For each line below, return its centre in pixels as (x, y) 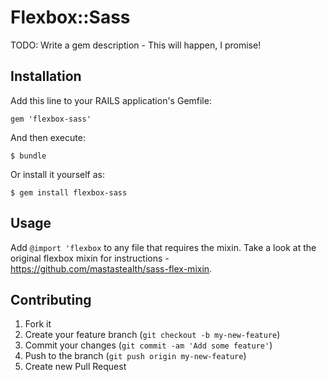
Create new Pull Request (75, 367)
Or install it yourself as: (57, 174)
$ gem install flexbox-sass (69, 192)
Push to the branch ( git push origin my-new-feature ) (135, 356)
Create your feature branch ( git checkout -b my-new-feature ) (152, 335)
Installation (46, 76)
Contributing (51, 299)
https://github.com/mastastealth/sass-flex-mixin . (111, 268)
